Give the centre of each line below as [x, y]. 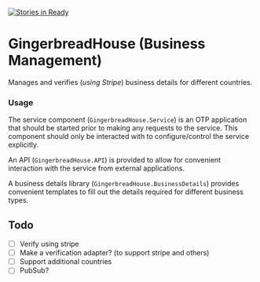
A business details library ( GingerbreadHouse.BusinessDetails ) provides [124, 184]
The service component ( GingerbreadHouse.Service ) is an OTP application [128, 120]
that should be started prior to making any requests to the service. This [123, 128]
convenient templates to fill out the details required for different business [126, 192]
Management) [55, 61]
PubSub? [34, 270]
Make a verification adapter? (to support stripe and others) [114, 253]
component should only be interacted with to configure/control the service [129, 137]
